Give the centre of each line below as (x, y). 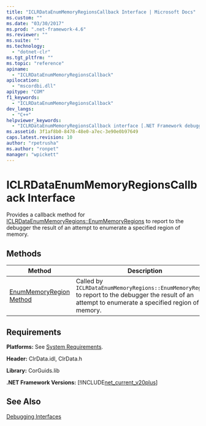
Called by (89, 281)
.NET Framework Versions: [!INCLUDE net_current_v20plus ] (82, 382)
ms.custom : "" (25, 18)
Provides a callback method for (46, 215)
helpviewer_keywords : (34, 120)
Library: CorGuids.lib (33, 371)
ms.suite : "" (23, 40)
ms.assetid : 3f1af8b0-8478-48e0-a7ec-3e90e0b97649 (72, 132)
